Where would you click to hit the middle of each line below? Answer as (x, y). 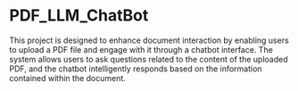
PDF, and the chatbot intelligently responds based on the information (136, 69)
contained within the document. (68, 78)
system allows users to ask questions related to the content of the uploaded (149, 59)
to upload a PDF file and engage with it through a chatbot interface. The (141, 49)
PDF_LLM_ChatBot (79, 16)
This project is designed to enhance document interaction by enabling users (149, 40)
